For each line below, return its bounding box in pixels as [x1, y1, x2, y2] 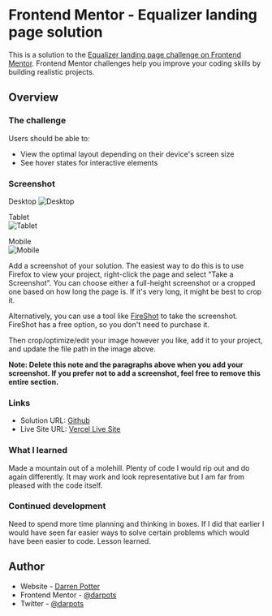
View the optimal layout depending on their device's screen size [19, 149, 235, 159]
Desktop [8, 196, 37, 206]
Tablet [8, 212, 30, 222]
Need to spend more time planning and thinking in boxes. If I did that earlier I [8, 519, 265, 528]
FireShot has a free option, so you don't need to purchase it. [8, 319, 209, 330]
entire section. [8, 377, 59, 386]
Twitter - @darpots [19, 598, 84, 608]
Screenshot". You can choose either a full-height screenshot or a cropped [8, 278, 256, 287]
